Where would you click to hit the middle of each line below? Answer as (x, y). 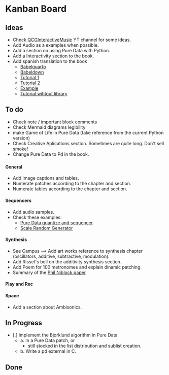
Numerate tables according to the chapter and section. (70, 189)
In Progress (24, 323)
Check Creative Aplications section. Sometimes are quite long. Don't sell (88, 143)
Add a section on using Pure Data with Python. (61, 50)
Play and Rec (19, 284)
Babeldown (32, 72)
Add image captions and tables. (46, 178)
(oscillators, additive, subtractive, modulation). (61, 256)
